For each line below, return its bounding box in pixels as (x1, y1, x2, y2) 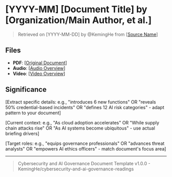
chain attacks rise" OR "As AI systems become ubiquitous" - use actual (5, 125, 155, 131)
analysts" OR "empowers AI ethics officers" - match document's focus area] (5, 145, 166, 151)
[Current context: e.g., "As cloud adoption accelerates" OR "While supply (5, 119, 160, 125)
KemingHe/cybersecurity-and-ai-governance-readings (17, 166, 134, 172)
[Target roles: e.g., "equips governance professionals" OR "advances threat (5, 140, 165, 146)
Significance (5, 85, 47, 94)
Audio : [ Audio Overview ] (12, 65, 66, 71)
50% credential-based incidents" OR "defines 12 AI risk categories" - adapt (5, 104, 165, 110)
